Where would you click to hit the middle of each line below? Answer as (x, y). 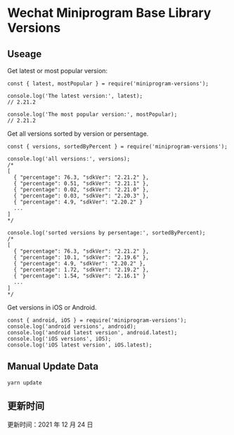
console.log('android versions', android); (72, 327)
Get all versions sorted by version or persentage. (78, 134)
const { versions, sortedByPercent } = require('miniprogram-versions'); (118, 146)
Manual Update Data (53, 366)
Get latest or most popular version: (57, 71)
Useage (25, 54)
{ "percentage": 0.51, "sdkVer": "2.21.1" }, (82, 184)
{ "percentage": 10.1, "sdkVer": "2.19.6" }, (82, 258)
